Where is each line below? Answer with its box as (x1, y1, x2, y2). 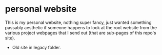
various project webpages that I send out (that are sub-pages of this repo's (5, 30, 156, 36)
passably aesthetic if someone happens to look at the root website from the (5, 24, 157, 30)
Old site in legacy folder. (12, 44, 61, 50)
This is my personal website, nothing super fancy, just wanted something (5, 19, 152, 25)
